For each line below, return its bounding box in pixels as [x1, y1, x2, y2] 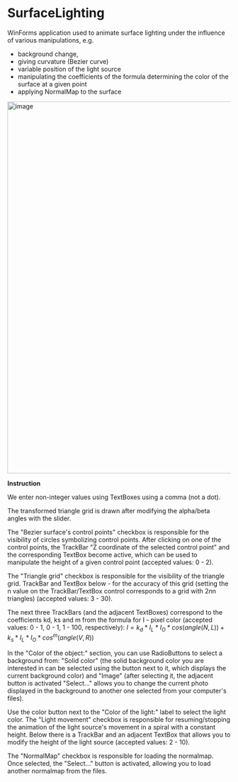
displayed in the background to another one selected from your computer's [7, 686, 227, 696]
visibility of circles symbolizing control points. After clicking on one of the [7, 535, 222, 544]
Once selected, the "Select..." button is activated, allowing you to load [7, 759, 211, 768]
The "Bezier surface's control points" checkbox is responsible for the [7, 527, 210, 536]
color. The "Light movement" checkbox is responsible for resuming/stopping [7, 715, 231, 724]
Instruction [7, 479, 41, 487]
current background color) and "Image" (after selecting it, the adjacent [7, 671, 214, 680]
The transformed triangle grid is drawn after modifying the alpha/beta [7, 506, 210, 515]
